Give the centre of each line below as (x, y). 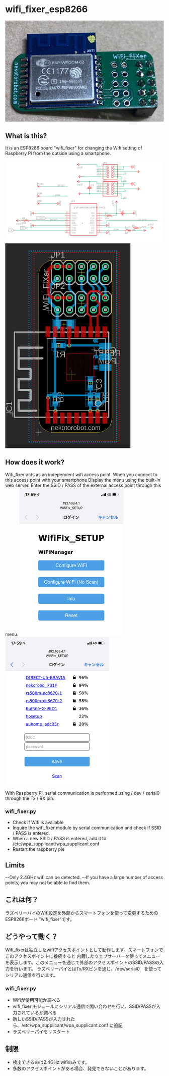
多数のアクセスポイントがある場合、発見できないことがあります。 (80, 1068)
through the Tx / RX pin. (30, 798)
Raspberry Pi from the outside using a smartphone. (58, 153)
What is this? (26, 136)
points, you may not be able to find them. (48, 883)
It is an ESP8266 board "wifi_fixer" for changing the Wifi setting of (74, 148)
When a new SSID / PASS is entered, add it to (59, 839)
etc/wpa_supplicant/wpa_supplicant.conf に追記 (73, 1025)
